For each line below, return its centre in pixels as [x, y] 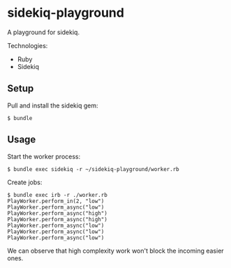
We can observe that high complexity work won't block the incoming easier [116, 251]
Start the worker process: [44, 156]
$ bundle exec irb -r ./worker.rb [58, 195]
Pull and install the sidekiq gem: [53, 105]
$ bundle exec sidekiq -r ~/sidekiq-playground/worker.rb [93, 169]
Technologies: [28, 45]
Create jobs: [25, 182]
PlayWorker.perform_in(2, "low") [56, 201]
